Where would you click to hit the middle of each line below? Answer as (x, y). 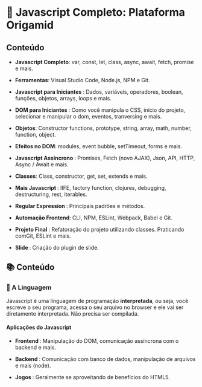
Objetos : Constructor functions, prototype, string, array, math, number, (103, 128)
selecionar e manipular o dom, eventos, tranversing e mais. (88, 116)
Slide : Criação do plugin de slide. (57, 248)
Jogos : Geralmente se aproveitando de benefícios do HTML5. (92, 377)
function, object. (35, 135)
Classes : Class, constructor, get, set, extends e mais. (81, 176)
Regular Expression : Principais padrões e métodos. (80, 206)
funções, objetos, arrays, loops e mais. (63, 98)
